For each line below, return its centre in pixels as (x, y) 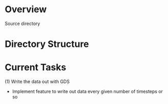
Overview (26, 9)
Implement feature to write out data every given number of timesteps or (87, 92)
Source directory (22, 23)
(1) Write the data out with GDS (37, 82)
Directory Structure (47, 44)
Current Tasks (35, 68)
